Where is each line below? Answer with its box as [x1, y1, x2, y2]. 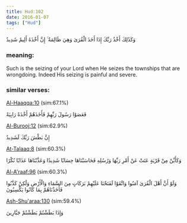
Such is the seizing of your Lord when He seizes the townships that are [6, 65, 180, 72]
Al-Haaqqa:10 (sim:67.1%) [6, 99, 69, 106]
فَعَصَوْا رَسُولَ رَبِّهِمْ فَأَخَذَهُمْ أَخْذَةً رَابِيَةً [6, 110, 87, 117]
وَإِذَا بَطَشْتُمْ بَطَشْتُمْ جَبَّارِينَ [6, 209, 64, 216]
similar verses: [6, 85, 50, 94]
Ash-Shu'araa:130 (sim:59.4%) [6, 197, 82, 205]
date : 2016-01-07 [6, 14, 49, 20]
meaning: [6, 51, 34, 59]
